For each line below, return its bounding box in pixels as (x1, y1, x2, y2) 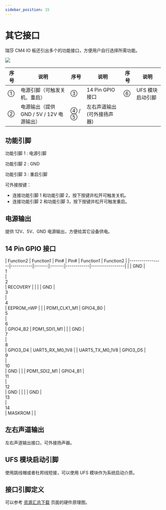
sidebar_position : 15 (5, 7, 50, 12)
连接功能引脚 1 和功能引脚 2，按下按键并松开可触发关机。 (12, 192, 129, 198)
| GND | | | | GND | (5, 389, 42, 395)
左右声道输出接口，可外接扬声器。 (5, 439, 75, 445)
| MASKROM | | (5, 410, 36, 416)
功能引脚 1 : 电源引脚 (5, 150, 47, 156)
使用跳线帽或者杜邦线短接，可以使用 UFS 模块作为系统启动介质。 (5, 469, 137, 475)
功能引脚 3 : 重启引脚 (5, 171, 48, 177)
